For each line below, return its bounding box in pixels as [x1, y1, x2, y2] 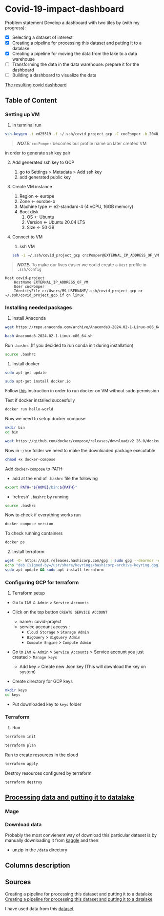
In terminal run [12, 122, 41, 128]
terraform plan [5, 743, 36, 748]
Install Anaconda [12, 315, 46, 321]
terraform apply [5, 761, 38, 766]
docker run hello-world [5, 407, 54, 412]
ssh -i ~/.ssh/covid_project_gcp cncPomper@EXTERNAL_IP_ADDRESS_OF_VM [12, 253, 159, 258]
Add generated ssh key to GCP [12, 159, 75, 165]
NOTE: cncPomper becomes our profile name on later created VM [17, 140, 147, 146]
